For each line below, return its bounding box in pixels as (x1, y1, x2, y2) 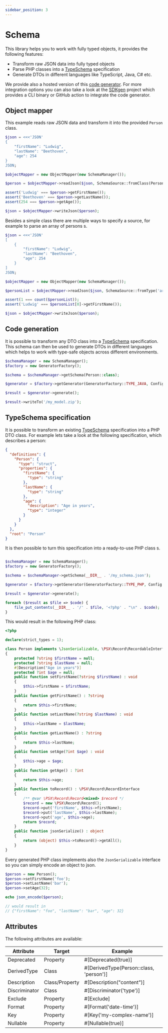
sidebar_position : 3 (5, 7, 48, 13)
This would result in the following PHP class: (5, 619, 96, 625)
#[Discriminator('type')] (84, 987, 140, 994)
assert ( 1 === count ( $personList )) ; (5, 297, 79, 302)
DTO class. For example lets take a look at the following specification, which (5, 432, 162, 438)
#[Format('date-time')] (84, 1003, 138, 1010)
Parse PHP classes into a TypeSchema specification (12, 66, 120, 72)
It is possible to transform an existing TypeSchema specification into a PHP (5, 427, 160, 433)
